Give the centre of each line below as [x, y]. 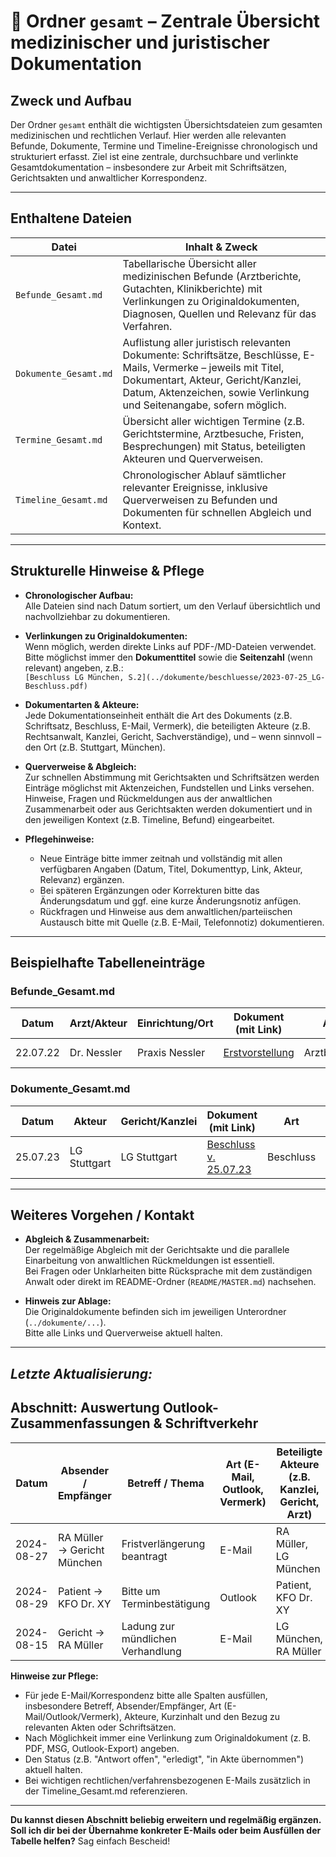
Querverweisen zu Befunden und [200, 500]
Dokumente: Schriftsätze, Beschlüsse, [211, 355]
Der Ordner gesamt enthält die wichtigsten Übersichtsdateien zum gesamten [166, 124]
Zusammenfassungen [80, 1423]
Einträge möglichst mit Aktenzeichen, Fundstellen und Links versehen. [169, 787]
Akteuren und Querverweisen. [193, 458]
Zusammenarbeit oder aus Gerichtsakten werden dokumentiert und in [168, 809]
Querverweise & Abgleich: [80, 766]
